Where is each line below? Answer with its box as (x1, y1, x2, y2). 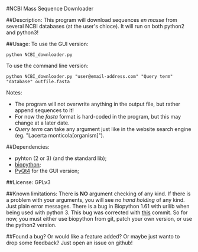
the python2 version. (6, 221, 57, 228)
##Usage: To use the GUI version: (6, 41, 89, 47)
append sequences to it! (14, 107, 74, 114)
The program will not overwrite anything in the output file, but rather (14, 100, 181, 107)
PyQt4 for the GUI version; (14, 168, 80, 174)
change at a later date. (14, 119, 70, 126)
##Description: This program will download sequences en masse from (6, 17, 177, 23)
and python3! (6, 29, 39, 36)
